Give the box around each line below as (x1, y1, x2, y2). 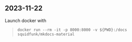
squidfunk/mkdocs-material (17, 31, 75, 37)
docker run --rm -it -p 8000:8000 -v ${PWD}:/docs (17, 27, 127, 32)
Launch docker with (5, 17, 46, 23)
